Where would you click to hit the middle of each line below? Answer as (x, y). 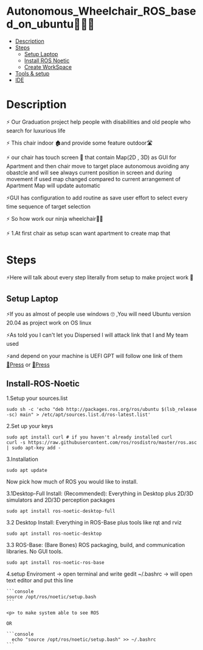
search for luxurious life (36, 130)
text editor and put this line (40, 580)
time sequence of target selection (49, 206)
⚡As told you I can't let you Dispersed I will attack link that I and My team (97, 335)
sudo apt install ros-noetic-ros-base (55, 563)
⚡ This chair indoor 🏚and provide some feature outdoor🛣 (80, 143)
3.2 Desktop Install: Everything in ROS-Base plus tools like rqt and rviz (94, 523)
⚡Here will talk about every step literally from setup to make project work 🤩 (100, 277)
